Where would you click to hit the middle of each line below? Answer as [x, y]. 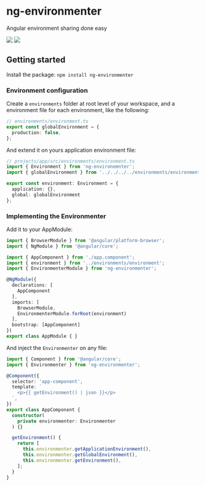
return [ [28, 443]
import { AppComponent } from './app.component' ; [71, 257]
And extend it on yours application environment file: [71, 150]
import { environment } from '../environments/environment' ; [86, 263]
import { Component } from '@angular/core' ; [64, 359]
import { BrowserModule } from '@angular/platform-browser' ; [86, 240]
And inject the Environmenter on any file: [57, 348]
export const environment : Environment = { [63, 184]
